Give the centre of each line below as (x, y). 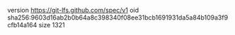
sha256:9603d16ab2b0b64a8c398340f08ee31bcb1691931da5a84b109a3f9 (118, 17)
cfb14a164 (22, 25)
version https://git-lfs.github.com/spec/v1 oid (73, 10)
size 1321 (52, 25)
